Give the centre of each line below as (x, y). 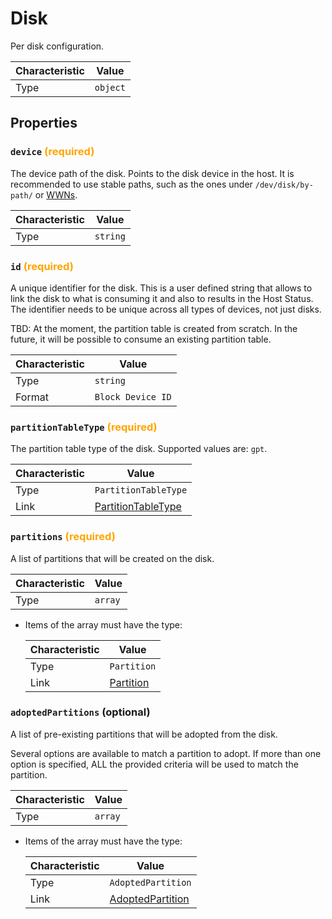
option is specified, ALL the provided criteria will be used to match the (154, 764)
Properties (44, 123)
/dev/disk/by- (284, 185)
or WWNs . (56, 194)
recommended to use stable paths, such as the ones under (131, 184)
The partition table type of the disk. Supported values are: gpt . (139, 449)
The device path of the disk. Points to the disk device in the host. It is (152, 173)
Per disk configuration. (57, 46)
